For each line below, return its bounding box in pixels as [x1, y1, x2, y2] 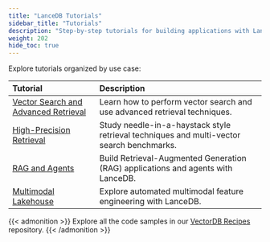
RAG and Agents [12, 162, 75, 174]
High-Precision [12, 125, 71, 136]
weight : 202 [8, 34, 48, 43]
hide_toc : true [8, 42, 59, 50]
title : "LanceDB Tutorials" [8, 11, 103, 20]
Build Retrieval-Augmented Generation [99, 153, 247, 164]
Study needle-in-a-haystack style [99, 120, 231, 131]
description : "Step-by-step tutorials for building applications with [8, 27, 250, 35]
